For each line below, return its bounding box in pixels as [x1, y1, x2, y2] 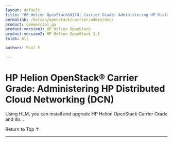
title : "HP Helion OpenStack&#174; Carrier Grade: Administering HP [5, 12, 155, 17]
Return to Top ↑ [5, 126, 40, 132]
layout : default [5, 7, 40, 13]
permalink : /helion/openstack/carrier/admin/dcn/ [5, 17, 114, 22]
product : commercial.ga [5, 22, 57, 27]
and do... [5, 116, 24, 122]
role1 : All [5, 36, 29, 42]
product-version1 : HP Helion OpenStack [5, 27, 91, 32]
